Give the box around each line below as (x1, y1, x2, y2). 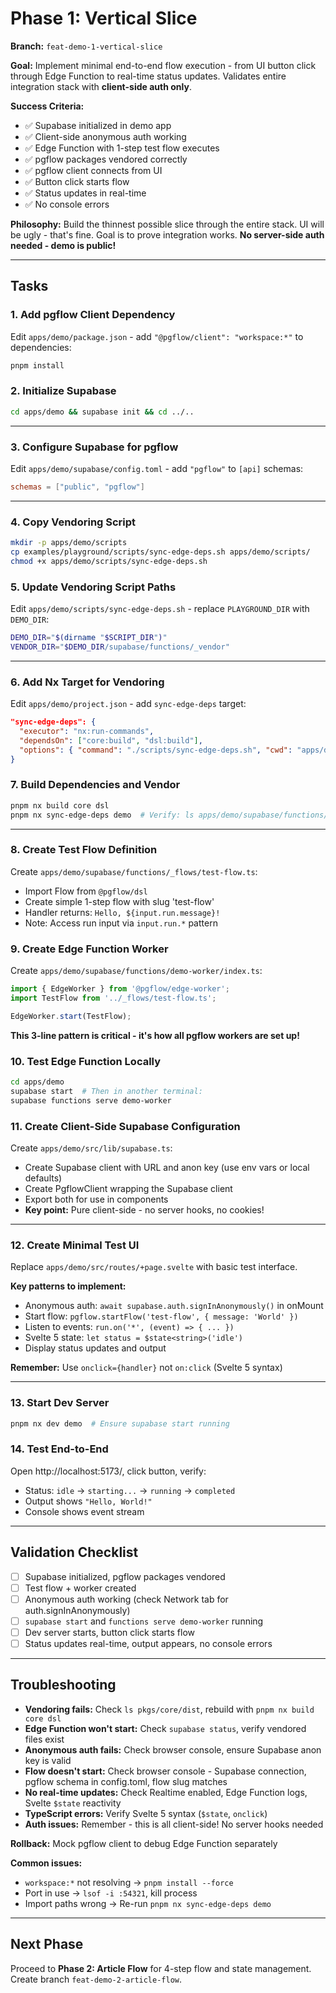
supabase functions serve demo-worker (10, 1095, 172, 1106)
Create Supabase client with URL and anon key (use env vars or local (24, 1161, 310, 1173)
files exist (24, 1733, 65, 1745)
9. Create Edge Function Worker (10, 942, 169, 956)
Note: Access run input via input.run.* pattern (24, 917, 218, 929)
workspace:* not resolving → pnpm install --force (24, 1876, 234, 1888)
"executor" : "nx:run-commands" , (19, 726, 155, 736)
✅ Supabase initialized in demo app (24, 119, 172, 131)
